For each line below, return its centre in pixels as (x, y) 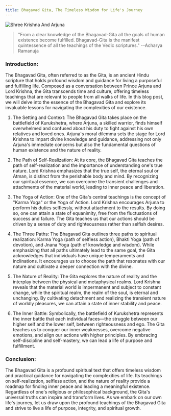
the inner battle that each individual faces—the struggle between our (85, 319)
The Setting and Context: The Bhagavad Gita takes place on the (80, 117)
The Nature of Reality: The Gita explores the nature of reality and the (85, 276)
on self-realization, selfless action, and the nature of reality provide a (78, 381)
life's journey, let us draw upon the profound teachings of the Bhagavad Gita (86, 403)
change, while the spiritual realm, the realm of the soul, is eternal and (85, 292)
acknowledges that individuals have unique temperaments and (78, 255)
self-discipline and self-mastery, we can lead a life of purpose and (82, 340)
